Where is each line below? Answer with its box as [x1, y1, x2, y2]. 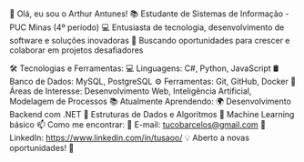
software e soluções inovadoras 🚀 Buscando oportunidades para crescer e [9, 35, 290, 46]
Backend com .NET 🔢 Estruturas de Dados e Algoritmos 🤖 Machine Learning [9, 109, 295, 119]
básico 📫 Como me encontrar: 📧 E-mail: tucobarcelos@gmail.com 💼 [9, 119, 267, 130]
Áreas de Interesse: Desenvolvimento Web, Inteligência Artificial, [9, 86, 252, 96]
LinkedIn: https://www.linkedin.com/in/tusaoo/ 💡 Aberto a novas [9, 132, 250, 143]
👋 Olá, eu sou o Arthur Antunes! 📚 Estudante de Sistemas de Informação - [9, 8, 289, 19]
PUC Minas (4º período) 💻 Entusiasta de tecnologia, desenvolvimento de [9, 22, 285, 33]
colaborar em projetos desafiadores [9, 45, 144, 56]
